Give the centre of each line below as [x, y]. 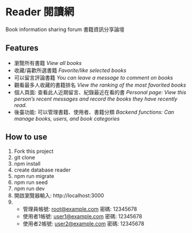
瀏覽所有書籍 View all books [48, 63]
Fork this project [34, 151]
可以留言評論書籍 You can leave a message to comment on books [93, 77]
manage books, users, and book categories [67, 118]
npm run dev [29, 189]
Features [22, 48]
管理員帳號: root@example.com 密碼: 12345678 [80, 209]
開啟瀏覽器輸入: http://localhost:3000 [59, 195]
